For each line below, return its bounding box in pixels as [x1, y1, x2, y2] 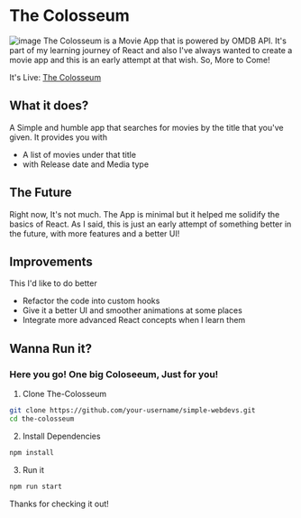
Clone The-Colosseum [22, 389, 106, 400]
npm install [9, 448, 54, 457]
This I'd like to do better [9, 278, 97, 289]
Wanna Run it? [9, 340, 93, 356]
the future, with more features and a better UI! [9, 227, 180, 239]
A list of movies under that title [22, 149, 137, 160]
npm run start [9, 482, 63, 491]
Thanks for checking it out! [9, 498, 110, 509]
